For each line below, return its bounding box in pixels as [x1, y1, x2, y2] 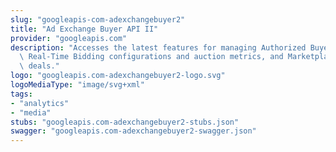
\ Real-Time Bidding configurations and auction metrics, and [19, 52, 284, 62]
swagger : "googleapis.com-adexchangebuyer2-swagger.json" [10, 126, 257, 136]
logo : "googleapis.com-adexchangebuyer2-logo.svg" [10, 71, 226, 81]
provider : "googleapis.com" [10, 33, 128, 43]
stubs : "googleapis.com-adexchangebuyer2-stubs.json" [10, 117, 240, 127]
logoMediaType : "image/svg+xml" [10, 80, 145, 90]
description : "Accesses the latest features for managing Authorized [10, 42, 307, 53]
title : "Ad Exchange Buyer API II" [10, 24, 159, 34]
